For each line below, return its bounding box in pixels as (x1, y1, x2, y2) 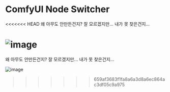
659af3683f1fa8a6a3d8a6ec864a (94, 76, 165, 82)
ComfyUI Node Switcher (5, 4, 110, 15)
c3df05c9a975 (94, 81, 125, 87)
